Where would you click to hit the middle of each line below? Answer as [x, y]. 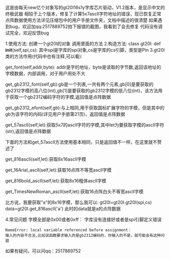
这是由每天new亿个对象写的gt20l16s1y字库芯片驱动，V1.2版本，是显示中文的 [85, 7]
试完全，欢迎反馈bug [27, 33]
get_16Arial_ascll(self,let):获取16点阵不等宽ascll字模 [58, 170]
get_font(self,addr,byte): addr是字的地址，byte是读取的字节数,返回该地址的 [83, 67]
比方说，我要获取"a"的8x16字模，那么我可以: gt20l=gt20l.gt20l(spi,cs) [79, 202]
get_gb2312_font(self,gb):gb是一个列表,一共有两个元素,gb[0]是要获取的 [79, 84]
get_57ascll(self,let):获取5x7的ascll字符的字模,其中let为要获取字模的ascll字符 [85, 125]
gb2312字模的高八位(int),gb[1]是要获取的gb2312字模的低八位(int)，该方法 [82, 91]
